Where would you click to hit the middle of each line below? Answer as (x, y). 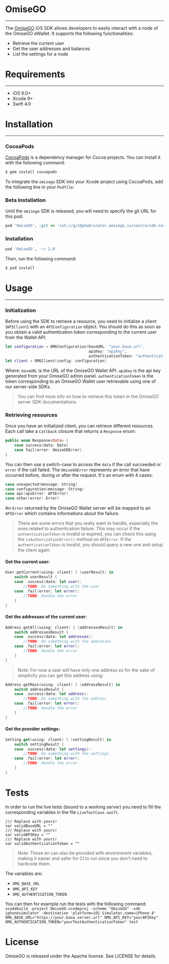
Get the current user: (28, 562)
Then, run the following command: (41, 259)
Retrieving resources (31, 415)
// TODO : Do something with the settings (66, 754)
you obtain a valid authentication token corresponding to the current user (81, 332)
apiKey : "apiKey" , (108, 352)
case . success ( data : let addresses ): (54, 637)
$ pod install (20, 268)
